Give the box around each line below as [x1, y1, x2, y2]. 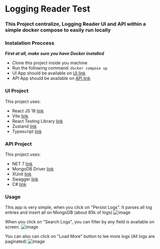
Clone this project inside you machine [12, 60, 88, 66]
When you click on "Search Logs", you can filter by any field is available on [5, 219, 155, 225]
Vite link [12, 113, 29, 119]
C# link [12, 181, 27, 187]
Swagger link [12, 176, 39, 182]
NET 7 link [12, 161, 33, 166]
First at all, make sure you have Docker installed [5, 51, 104, 57]
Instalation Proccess [5, 40, 55, 46]
